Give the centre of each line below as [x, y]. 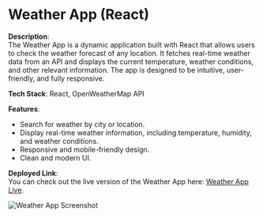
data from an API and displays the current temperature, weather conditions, [131, 62]
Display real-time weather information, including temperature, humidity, [136, 133]
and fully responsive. [71, 78]
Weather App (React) [79, 15]
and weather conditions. [59, 141]
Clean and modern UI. [55, 158]
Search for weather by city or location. [82, 124]
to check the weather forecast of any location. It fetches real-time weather [129, 53]
